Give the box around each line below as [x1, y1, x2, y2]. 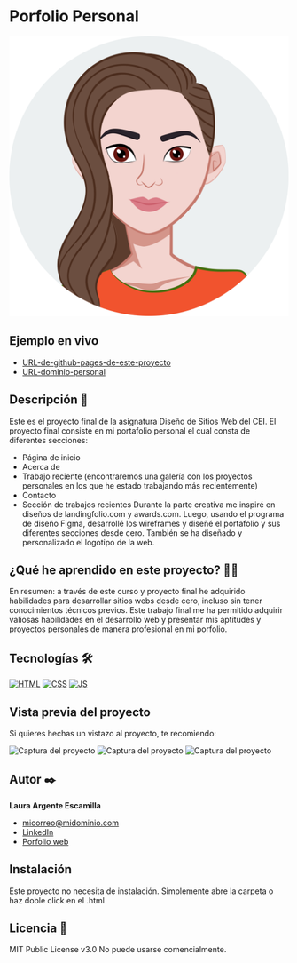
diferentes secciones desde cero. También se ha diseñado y [21, 527, 243, 538]
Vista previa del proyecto [9, 704, 151, 720]
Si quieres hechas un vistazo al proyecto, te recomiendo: [9, 728, 217, 738]
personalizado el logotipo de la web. [21, 537, 155, 547]
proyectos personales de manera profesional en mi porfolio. [9, 624, 228, 634]
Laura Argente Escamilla [9, 800, 102, 810]
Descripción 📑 [9, 393, 89, 408]
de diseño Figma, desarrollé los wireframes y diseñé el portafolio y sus [21, 518, 281, 529]
